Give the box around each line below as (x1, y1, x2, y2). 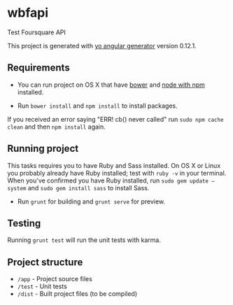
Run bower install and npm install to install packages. (17, 101, 178, 110)
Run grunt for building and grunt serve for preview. (17, 197, 166, 206)
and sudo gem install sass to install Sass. (27, 183, 150, 192)
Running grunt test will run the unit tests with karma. (7, 236, 161, 244)
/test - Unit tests (17, 282, 68, 291)
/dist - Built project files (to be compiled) (17, 290, 138, 298)
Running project (7, 143, 79, 155)
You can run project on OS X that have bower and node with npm (17, 80, 205, 89)
